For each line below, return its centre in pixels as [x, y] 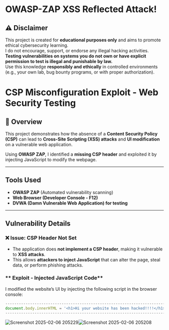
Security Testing [41, 103]
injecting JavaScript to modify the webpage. [51, 159]
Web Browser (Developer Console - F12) [55, 197]
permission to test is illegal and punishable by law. [59, 61]
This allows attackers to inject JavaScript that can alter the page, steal [86, 259]
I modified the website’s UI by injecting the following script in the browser [81, 289]
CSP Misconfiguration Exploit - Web [82, 92]
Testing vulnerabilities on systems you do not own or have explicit [76, 56]
